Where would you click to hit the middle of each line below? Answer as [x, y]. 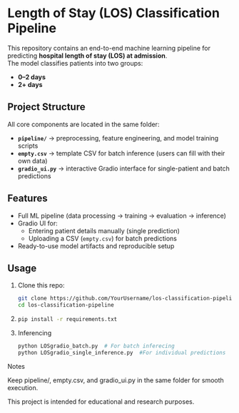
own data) [32, 160]
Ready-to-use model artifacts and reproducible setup [96, 246]
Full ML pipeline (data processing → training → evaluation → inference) [122, 215]
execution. [23, 387]
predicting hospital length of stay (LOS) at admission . [87, 56]
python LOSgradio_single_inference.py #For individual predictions [122, 352]
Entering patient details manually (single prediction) [104, 230]
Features [27, 199]
